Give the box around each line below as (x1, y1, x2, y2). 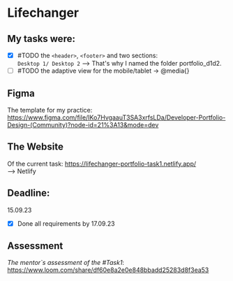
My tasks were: (7, 33, 75, 45)
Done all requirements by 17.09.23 (17, 219, 115, 228)
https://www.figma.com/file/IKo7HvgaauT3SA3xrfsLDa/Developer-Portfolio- (7, 113, 226, 122)
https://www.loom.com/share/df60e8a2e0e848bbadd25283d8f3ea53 (7, 266, 209, 274)
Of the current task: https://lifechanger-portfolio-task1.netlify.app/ (7, 159, 197, 168)
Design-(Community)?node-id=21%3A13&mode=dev (7, 120, 159, 129)
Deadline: (7, 187, 50, 199)
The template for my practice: (7, 106, 93, 114)
